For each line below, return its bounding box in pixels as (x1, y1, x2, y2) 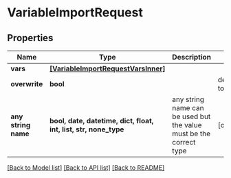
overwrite (10, 79, 43, 88)
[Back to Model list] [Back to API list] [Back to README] (7, 164, 165, 172)
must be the (171, 129, 211, 138)
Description (171, 53, 212, 62)
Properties (7, 32, 54, 44)
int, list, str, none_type (49, 125, 124, 134)
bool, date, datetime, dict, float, (49, 116, 154, 125)
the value (171, 120, 202, 129)
